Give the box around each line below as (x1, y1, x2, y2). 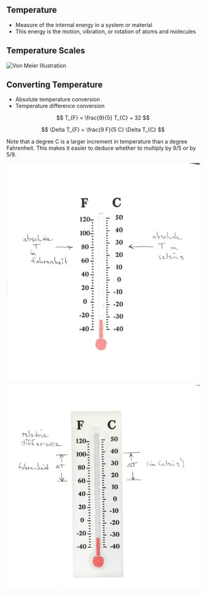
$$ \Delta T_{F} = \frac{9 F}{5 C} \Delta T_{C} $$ (41, 126, 165, 134)
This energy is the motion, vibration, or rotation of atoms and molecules (15, 28, 196, 35)
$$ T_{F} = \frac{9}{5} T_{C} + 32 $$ (56, 114, 150, 121)
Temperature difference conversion (15, 102, 105, 110)
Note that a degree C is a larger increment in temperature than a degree (6, 138, 188, 145)
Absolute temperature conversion (15, 96, 100, 103)
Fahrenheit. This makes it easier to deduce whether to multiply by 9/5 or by (6, 144, 196, 152)
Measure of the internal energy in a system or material (15, 21, 153, 28)
